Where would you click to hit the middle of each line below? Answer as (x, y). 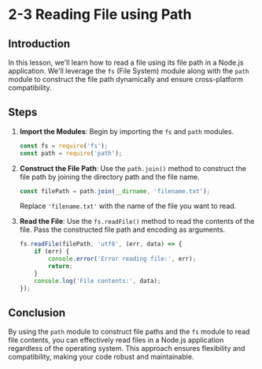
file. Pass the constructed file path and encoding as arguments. (122, 229)
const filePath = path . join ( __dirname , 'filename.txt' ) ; (115, 191)
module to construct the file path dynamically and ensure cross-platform (126, 79)
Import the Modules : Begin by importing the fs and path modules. (127, 131)
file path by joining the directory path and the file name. (109, 177)
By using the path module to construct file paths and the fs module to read (129, 332)
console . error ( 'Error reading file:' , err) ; (122, 259)
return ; (61, 266)
